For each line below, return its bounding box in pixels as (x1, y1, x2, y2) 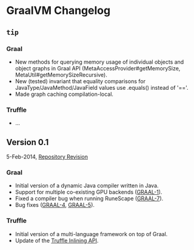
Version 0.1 (6, 137, 49, 147)
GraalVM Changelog (6, 4, 111, 18)
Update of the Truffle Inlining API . (15, 237, 99, 244)
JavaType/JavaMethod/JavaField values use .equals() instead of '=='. (15, 84, 189, 91)
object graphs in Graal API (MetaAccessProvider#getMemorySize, (15, 64, 181, 72)
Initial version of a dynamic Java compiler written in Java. (15, 182, 159, 189)
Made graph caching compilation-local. (15, 90, 114, 98)
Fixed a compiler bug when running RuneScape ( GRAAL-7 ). (15, 195, 164, 202)
